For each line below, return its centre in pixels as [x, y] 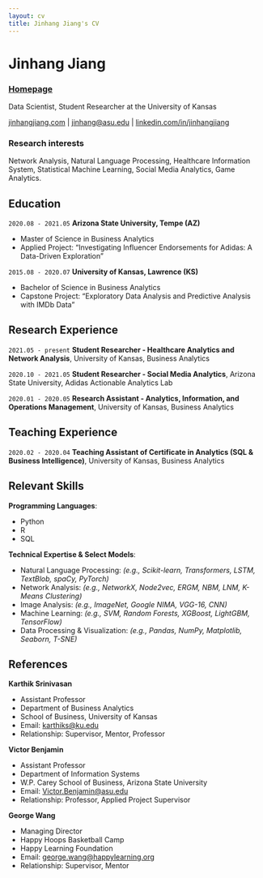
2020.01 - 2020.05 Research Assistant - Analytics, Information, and [124, 398]
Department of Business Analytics [77, 708]
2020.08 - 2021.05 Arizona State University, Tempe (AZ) [104, 223]
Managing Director [51, 831]
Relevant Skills [46, 486]
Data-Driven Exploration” [62, 256]
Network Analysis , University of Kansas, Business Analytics [109, 358]
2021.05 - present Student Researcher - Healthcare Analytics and [121, 349]
